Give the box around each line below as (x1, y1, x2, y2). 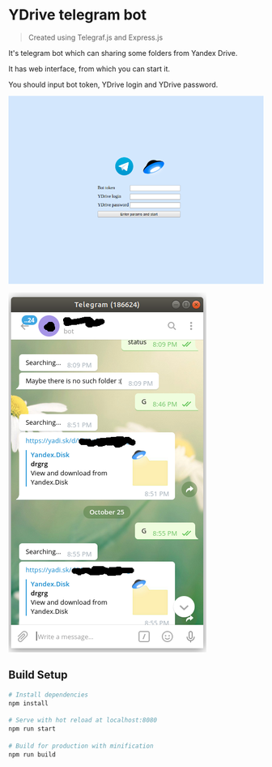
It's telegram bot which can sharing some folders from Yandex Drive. (8, 48, 238, 58)
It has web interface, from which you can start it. (8, 63, 171, 74)
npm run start (8, 725, 57, 733)
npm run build (8, 750, 57, 759)
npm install (8, 699, 49, 707)
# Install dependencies (8, 691, 89, 699)
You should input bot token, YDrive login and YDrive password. (8, 79, 219, 89)
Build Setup (8, 668, 68, 682)
